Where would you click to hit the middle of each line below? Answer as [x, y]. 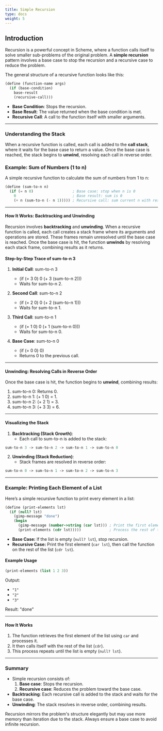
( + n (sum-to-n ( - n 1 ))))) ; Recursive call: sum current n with [82, 200]
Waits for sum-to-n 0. [41, 332]
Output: [13, 580]
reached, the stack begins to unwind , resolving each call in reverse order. [79, 155]
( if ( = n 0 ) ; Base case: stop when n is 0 [73, 191]
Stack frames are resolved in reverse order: [63, 462]
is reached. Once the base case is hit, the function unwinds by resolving [78, 242]
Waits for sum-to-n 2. [41, 284]
